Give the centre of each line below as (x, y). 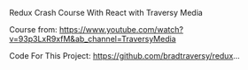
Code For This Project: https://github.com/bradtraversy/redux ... (125, 56)
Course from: (33, 29)
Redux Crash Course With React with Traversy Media (106, 13)
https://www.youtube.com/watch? (121, 29)
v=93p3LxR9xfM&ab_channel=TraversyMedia (93, 39)
